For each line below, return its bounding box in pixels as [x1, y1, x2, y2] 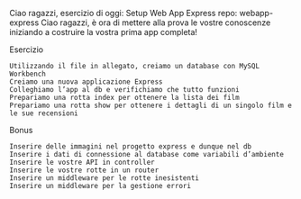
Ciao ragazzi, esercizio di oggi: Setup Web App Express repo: [9, 8, 238, 18]
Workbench [9, 69, 47, 78]
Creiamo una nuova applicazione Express [9, 77, 164, 86]
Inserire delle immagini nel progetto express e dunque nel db [9, 142, 252, 151]
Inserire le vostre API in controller [9, 158, 155, 167]
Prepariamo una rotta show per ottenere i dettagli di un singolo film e [9, 101, 293, 110]
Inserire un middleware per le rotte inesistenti [9, 174, 200, 183]
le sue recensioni [9, 109, 78, 118]
